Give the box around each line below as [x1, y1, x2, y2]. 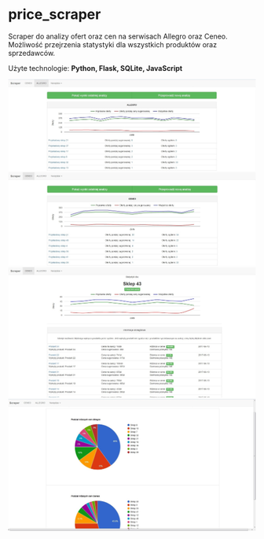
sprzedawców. [8, 48, 56, 57]
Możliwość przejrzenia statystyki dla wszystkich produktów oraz [8, 39, 218, 49]
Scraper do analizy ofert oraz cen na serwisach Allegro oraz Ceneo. [8, 31, 228, 41]
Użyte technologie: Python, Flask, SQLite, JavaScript [8, 63, 183, 72]
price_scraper [8, 6, 101, 24]
